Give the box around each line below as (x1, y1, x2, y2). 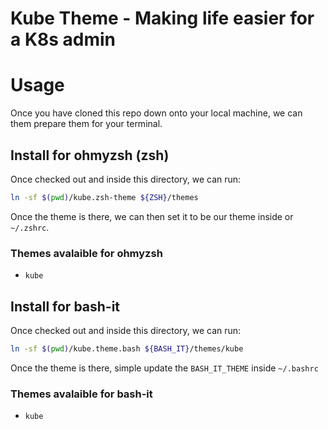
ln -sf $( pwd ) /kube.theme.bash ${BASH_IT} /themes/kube (10, 343, 244, 354)
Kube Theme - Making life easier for (10, 7, 315, 30)
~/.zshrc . (10, 221, 50, 233)
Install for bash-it (10, 298, 121, 315)
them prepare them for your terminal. (10, 118, 163, 130)
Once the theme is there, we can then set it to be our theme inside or (10, 210, 294, 222)
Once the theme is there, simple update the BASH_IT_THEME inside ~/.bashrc (10, 362, 319, 374)
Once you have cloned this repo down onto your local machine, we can (10, 107, 303, 119)
